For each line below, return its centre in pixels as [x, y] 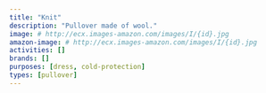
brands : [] [29, 58]
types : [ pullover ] [43, 75]
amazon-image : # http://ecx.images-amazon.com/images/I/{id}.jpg [133, 42]
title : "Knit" [36, 17]
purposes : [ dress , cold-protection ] [77, 67]
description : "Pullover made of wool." [83, 26]
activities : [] [37, 50]
